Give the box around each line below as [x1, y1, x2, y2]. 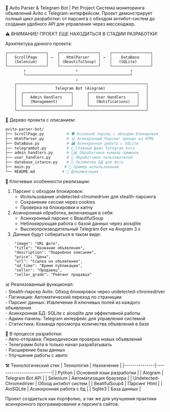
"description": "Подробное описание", [14, 250, 96, 255]
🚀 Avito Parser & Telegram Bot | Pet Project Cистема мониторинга [5, 5, 145, 11]
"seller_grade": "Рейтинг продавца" [14, 272, 92, 277]
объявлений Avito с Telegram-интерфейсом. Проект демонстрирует [5, 10, 153, 16]
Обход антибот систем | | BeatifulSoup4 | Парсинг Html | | [38, 380, 162, 386]
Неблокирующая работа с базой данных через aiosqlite [20, 220, 141, 227]
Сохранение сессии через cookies [20, 199, 95, 205]
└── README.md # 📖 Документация [5, 169, 99, 174]
